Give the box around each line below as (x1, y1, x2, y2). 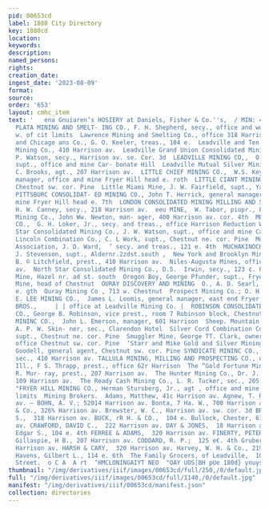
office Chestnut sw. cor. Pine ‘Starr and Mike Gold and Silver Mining (15, 340, 263, 348)
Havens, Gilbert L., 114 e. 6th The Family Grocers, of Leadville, (15, 451, 249, 459)
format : (8, 86, 34, 95)
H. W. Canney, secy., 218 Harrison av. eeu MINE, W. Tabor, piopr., (15, 205, 256, 213)
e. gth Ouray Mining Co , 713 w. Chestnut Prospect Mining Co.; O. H (15, 288, 260, 296)
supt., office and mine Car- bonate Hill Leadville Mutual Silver (15, 161, 246, 169)
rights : (8, 64, 34, 72)
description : (8, 49, 52, 57)
